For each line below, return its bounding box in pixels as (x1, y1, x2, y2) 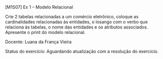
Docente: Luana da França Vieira (5, 39, 72, 45)
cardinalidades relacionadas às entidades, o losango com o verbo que (5, 19, 148, 25)
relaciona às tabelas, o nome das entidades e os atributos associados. (5, 24, 148, 30)
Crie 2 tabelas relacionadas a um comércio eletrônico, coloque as (5, 14, 139, 19)
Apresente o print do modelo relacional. (5, 29, 86, 35)
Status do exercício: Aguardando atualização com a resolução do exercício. (5, 49, 159, 54)
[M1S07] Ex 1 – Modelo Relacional (5, 4, 73, 10)
